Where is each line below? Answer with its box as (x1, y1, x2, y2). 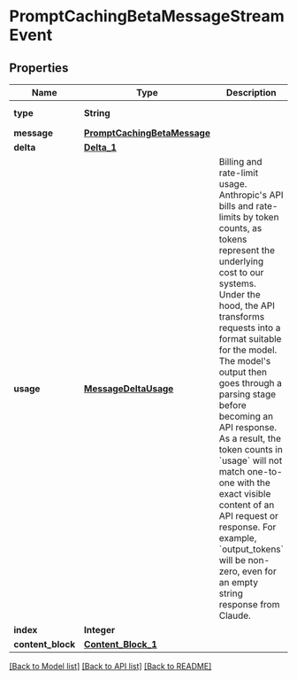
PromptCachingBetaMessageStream (9, 6, 285, 27)
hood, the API (218, 299, 276, 312)
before (218, 399, 247, 411)
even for (241, 565, 277, 577)
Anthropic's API (218, 189, 284, 201)
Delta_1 (83, 142, 118, 153)
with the (237, 476, 271, 489)
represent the (218, 244, 276, 256)
